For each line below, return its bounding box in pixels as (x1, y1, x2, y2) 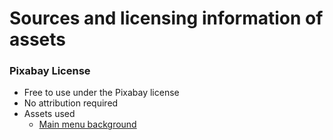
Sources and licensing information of (9, 7, 324, 30)
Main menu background (38, 118, 137, 131)
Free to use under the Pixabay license (23, 87, 180, 99)
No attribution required (23, 97, 119, 109)
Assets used (23, 108, 76, 120)
